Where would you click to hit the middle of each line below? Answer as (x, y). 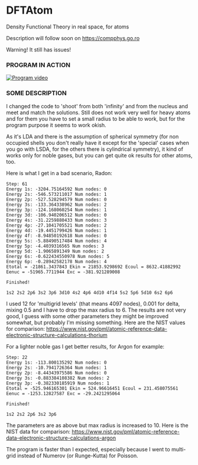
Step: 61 (17, 184)
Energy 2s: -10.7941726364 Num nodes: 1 (57, 367)
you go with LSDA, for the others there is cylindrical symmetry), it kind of (95, 149)
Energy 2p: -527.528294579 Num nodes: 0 (57, 199)
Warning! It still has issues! (38, 49)
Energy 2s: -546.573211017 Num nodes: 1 (57, 194)
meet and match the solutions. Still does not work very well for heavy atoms (98, 112)
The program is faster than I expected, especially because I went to (88, 449)
